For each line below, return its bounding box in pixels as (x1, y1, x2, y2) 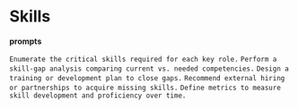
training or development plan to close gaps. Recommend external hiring (9, 73, 285, 82)
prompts (9, 36, 42, 46)
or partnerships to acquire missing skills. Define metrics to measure (9, 83, 281, 92)
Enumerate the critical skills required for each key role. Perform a (9, 54, 277, 63)
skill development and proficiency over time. (9, 91, 187, 100)
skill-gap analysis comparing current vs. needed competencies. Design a (9, 64, 289, 73)
